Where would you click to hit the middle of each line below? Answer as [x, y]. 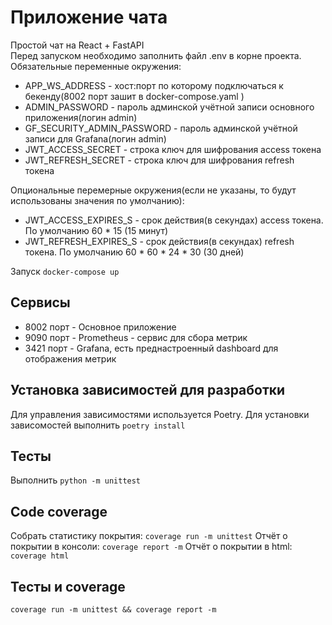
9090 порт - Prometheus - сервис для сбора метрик [136, 337]
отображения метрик [70, 358]
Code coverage [59, 511]
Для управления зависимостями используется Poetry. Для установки [160, 414]
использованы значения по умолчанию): [97, 200]
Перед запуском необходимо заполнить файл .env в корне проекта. [156, 55]
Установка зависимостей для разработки [148, 390]
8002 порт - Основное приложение [100, 327]
